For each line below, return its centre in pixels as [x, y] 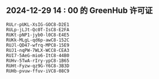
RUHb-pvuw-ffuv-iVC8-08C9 [38, 71]
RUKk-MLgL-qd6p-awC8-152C [38, 40]
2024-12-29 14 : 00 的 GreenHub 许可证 [79, 11]
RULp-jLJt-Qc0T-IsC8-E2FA [38, 29]
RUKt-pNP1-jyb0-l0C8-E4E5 [38, 35]
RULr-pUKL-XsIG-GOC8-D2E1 [38, 24]
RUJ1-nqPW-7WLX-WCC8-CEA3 [38, 50]
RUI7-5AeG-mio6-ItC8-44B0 [38, 55]
